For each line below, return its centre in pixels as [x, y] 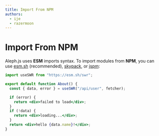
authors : [14, 14]
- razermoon [22, 23]
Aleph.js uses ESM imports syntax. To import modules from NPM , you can [80, 61]
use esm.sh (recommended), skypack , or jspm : [53, 66]
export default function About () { [41, 84]
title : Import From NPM [29, 10]
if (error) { [23, 97]
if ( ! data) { [23, 111]
